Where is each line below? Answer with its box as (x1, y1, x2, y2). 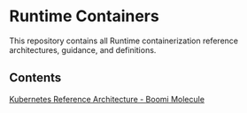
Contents (9, 71, 62, 86)
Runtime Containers (9, 6, 159, 26)
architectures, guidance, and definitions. (9, 44, 157, 55)
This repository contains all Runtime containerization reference (9, 35, 239, 46)
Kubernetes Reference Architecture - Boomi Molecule (9, 94, 205, 104)
